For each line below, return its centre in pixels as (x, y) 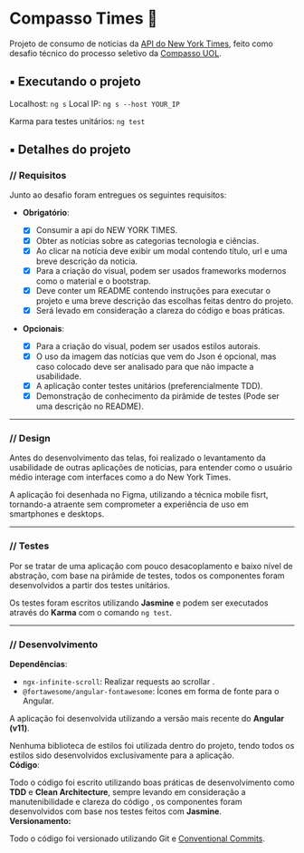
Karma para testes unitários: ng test (77, 121)
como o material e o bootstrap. (93, 281)
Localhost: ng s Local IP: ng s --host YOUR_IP (95, 103)
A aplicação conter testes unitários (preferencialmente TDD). (149, 385)
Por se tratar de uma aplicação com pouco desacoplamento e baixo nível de (151, 566)
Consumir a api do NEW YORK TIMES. (107, 230)
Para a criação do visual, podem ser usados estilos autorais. (148, 346)
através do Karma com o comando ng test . (90, 612)
